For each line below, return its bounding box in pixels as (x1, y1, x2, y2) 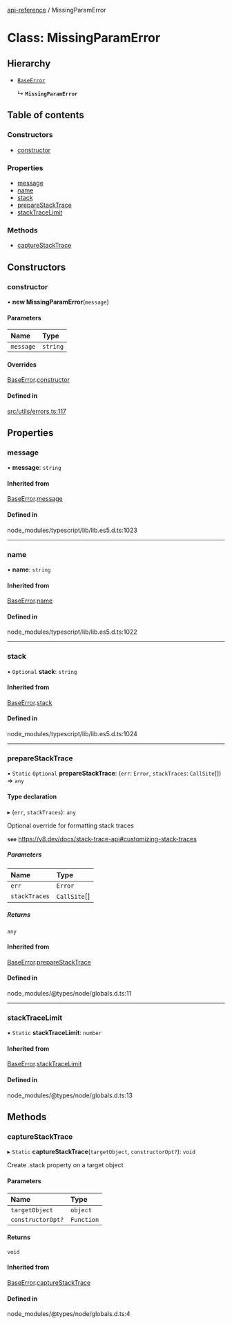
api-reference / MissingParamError (7, 6, 106, 14)
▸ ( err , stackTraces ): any (7, 807, 76, 816)
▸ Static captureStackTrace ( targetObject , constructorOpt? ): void (7, 1148, 195, 1156)
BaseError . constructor (7, 376, 70, 384)
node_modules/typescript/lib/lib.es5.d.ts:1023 (7, 526, 138, 534)
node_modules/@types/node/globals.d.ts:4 (7, 1310, 130, 1318)
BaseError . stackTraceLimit (7, 1060, 82, 1068)
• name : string (7, 565, 51, 574)
